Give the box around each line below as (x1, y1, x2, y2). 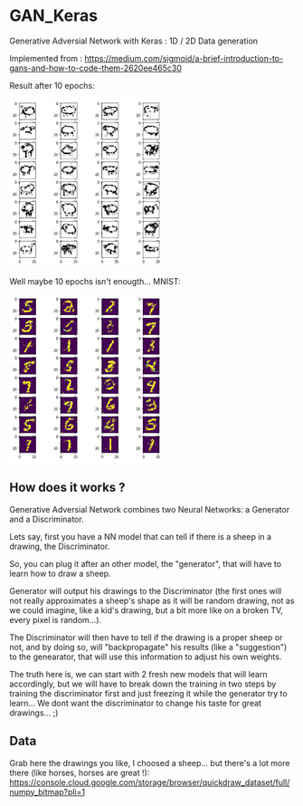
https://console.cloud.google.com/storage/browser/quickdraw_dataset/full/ (9, 776, 290, 788)
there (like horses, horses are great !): (9, 767, 150, 778)
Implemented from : (9, 53, 83, 63)
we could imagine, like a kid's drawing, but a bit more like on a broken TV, (9, 604, 283, 616)
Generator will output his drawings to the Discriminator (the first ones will (9, 585, 282, 596)
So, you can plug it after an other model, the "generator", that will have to (9, 558, 282, 569)
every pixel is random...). (9, 614, 102, 625)
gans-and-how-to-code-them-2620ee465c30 (9, 62, 183, 73)
